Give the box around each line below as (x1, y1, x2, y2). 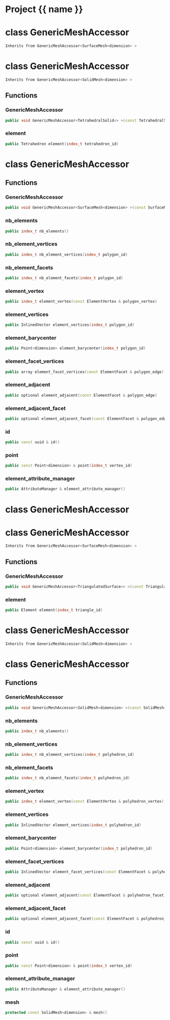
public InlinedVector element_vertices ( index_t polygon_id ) (5, 322, 135, 327)
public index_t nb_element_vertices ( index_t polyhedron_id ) (5, 752, 135, 757)
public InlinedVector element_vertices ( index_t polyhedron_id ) (5, 822, 142, 828)
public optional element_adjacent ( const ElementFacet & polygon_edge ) (5, 393, 157, 398)
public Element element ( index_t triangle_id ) (5, 608, 103, 613)
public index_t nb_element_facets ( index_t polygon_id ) (5, 275, 123, 280)
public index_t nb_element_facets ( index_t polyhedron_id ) (5, 776, 130, 781)
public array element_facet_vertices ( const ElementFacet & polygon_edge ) (5, 369, 164, 374)
